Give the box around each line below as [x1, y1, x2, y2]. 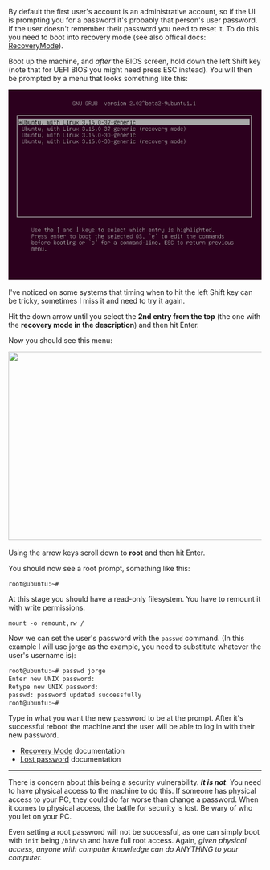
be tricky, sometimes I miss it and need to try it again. [8, 296, 186, 305]
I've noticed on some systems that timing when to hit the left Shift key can [8, 288, 253, 296]
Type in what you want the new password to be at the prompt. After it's [8, 713, 243, 722]
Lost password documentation [19, 754, 121, 764]
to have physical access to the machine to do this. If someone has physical [8, 786, 256, 795]
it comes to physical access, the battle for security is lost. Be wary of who [8, 803, 253, 812]
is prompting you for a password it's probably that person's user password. [8, 15, 258, 25]
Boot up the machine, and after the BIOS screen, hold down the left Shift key [8, 56, 261, 66]
